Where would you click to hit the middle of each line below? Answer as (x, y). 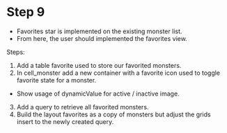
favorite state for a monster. (56, 80)
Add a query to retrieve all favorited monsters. (83, 107)
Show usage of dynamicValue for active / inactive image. (98, 94)
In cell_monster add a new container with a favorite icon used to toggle (118, 73)
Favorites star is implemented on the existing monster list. (99, 31)
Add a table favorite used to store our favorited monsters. (99, 65)
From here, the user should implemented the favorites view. (102, 38)
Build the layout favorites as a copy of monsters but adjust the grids (113, 114)
